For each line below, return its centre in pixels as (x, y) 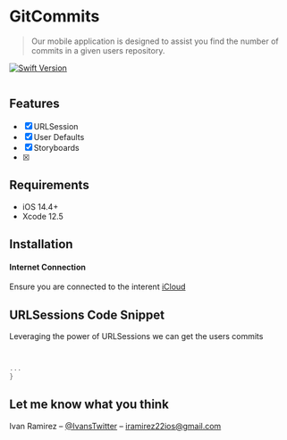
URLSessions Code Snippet (87, 315)
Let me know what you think (89, 405)
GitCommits (55, 17)
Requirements (49, 185)
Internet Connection (48, 267)
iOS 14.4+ (40, 206)
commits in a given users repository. (98, 50)
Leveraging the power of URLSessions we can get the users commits (136, 336)
